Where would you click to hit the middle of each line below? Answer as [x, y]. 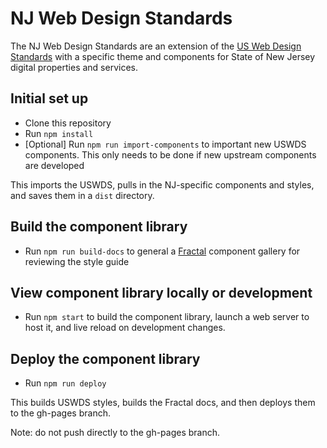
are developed [54, 165]
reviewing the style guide [77, 261]
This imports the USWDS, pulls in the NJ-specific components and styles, [162, 184]
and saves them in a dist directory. [82, 195]
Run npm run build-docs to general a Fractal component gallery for [162, 251]
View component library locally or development [161, 292]
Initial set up [49, 98]
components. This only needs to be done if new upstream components [170, 154]
